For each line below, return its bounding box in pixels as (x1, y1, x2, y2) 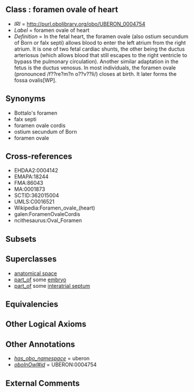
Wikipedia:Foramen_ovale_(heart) (14, 204, 95, 211)
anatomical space (14, 270, 57, 277)
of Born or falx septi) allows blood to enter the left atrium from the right (14, 39, 186, 46)
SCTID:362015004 (14, 192, 59, 199)
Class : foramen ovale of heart (5, 5, 118, 15)
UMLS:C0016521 (14, 198, 55, 205)
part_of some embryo (14, 276, 66, 283)
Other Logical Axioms (5, 319, 86, 329)
